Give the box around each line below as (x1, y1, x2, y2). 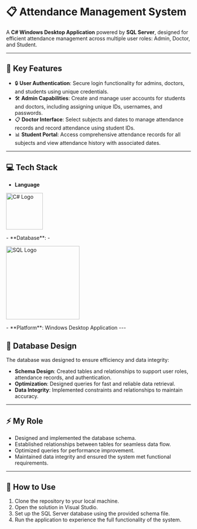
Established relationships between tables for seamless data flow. (14, 441, 171, 448)
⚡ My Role (6, 416, 43, 426)
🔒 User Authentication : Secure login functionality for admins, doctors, (14, 79, 185, 86)
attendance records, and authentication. (14, 374, 112, 381)
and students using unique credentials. (14, 88, 109, 95)
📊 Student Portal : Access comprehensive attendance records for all (14, 131, 181, 138)
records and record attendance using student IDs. (14, 124, 135, 131)
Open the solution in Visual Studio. (14, 504, 98, 511)
